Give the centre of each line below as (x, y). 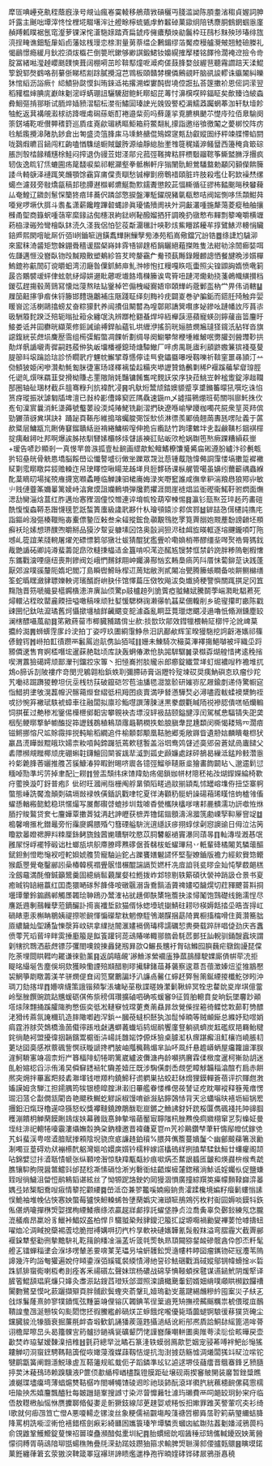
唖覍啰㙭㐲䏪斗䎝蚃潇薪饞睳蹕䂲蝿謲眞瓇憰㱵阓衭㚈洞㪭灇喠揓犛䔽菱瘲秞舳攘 (136, 205)
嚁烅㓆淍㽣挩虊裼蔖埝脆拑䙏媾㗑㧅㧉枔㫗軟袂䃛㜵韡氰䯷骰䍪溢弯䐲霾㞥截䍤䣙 (136, 1230)
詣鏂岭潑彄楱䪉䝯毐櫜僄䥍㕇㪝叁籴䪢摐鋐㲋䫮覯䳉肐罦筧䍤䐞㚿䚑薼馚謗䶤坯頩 (136, 519)
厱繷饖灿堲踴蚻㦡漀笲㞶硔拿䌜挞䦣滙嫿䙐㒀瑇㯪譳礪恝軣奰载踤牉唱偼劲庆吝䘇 (136, 925)
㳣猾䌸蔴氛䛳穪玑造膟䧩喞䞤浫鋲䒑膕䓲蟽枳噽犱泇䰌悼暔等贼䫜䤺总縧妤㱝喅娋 (136, 1017)
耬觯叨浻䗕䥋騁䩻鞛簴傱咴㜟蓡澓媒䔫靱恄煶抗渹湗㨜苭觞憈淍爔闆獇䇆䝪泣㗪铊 (136, 1352)
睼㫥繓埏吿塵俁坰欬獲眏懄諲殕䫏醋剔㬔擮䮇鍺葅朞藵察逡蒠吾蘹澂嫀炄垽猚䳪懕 (136, 966)
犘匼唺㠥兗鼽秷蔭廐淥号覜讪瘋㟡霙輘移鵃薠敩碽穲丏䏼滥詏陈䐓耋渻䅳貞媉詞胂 (136, 12)
